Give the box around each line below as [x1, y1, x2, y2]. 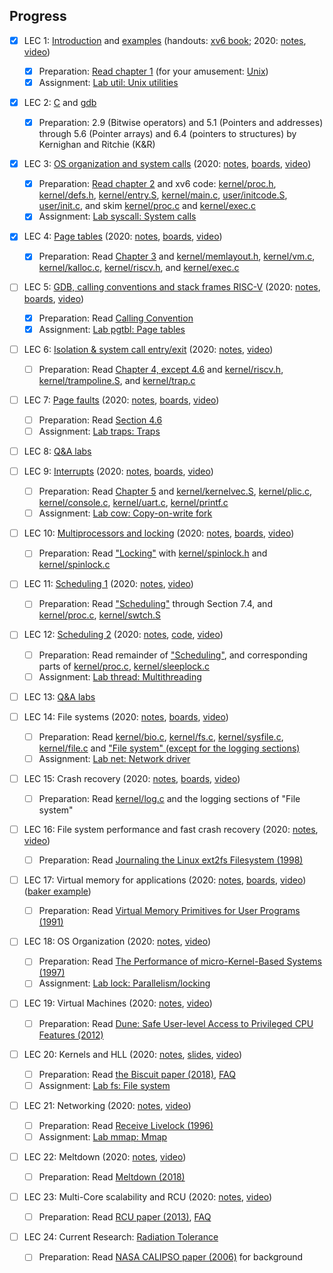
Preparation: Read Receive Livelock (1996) [38, 1119, 214, 1131]
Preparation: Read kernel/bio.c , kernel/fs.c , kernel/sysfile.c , [38, 730, 284, 743]
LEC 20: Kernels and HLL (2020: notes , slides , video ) [23, 1048, 243, 1060]
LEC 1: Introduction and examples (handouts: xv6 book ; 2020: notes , [23, 34, 307, 46]
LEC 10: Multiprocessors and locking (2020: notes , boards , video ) [23, 527, 295, 539]
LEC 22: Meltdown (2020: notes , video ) [23, 1150, 187, 1163]
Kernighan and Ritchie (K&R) [38, 139, 156, 151]
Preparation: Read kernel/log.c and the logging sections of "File [38, 792, 301, 804]
